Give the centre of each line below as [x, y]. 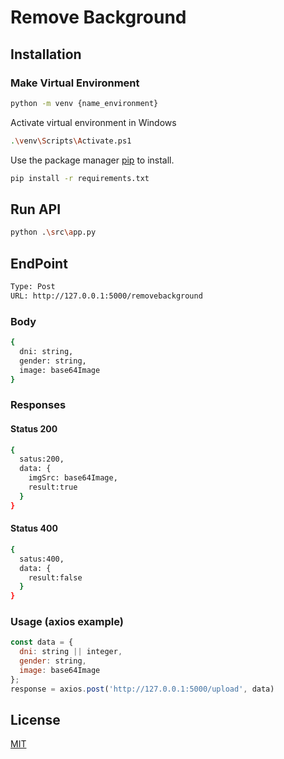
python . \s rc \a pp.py [53, 232]
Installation [46, 54]
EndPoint [39, 263]
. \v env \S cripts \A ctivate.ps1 [71, 141]
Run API [36, 209]
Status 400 [34, 528]
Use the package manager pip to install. [92, 160]
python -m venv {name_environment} [84, 103]
